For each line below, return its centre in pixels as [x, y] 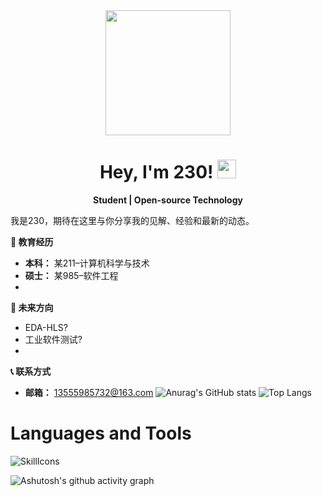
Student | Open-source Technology [168, 200]
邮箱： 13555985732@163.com [89, 392]
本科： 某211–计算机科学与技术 [87, 263]
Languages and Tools [101, 433]
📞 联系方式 [31, 371]
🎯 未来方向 [32, 307]
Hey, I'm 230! [156, 172]
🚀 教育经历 [32, 241]
